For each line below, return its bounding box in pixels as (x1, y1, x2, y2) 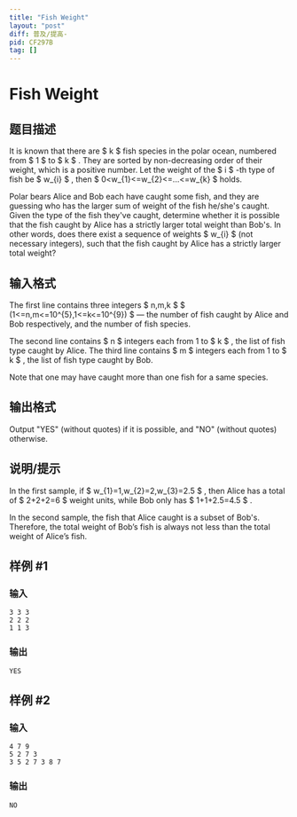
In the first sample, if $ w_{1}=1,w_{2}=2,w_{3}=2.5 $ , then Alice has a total (9, 485, 285, 496)
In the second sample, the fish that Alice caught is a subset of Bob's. (9, 512, 260, 522)
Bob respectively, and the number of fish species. (9, 318, 191, 329)
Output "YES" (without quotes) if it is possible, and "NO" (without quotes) (9, 423, 277, 435)
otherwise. (9, 433, 49, 444)
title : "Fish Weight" (9, 12, 90, 22)
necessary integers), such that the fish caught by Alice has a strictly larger (9, 239, 282, 249)
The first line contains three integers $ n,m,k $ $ (9, 299, 186, 310)
